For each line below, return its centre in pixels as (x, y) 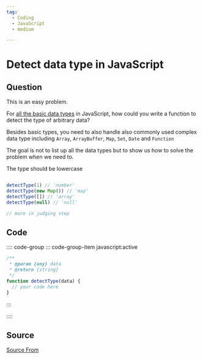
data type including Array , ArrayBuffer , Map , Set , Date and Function (90, 139)
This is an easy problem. (37, 102)
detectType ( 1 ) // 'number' (41, 185)
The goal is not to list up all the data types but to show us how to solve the (100, 150)
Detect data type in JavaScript (85, 65)
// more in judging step (38, 213)
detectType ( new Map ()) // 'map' (47, 191)
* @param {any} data (35, 264)
